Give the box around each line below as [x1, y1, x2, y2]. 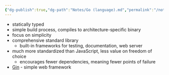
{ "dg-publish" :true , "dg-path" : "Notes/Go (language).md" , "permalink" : [5, 7, 154, 13]
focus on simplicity [12, 32, 51, 38]
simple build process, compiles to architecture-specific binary [12, 26, 141, 33]
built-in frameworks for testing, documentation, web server [19, 42, 143, 48]
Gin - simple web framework [12, 64, 72, 70]
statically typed [12, 21, 44, 27]
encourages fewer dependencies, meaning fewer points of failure [19, 58, 156, 64]
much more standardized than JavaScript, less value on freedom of [12, 48, 152, 54]
